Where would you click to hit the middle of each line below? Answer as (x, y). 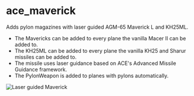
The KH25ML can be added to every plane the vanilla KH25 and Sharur (100, 50)
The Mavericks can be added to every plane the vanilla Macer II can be (100, 38)
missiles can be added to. (45, 57)
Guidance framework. (41, 69)
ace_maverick (41, 11)
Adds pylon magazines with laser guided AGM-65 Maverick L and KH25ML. (97, 27)
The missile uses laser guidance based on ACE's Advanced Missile (95, 63)
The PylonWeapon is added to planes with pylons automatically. (91, 76)
